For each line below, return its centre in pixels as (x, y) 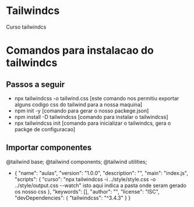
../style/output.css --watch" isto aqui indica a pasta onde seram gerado (100, 185)
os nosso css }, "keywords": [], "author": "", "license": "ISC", (87, 191)
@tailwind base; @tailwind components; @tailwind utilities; (77, 162)
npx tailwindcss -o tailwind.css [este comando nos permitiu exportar (97, 98)
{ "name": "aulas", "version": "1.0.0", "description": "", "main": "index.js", (101, 173)
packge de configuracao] (45, 129)
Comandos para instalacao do (80, 50)
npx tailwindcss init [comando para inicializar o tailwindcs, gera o (93, 123)
